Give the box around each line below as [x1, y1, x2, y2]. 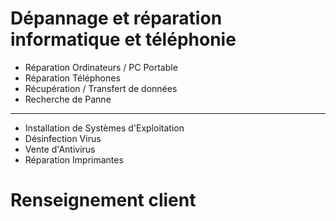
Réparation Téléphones [24, 72, 121, 84]
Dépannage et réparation [10, 7, 223, 30]
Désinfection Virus [24, 132, 102, 144]
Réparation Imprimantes [24, 153, 124, 166]
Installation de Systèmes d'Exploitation [24, 122, 185, 134]
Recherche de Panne [24, 93, 112, 105]
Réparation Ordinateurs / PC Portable [24, 61, 178, 73]
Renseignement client [10, 189, 197, 212]
